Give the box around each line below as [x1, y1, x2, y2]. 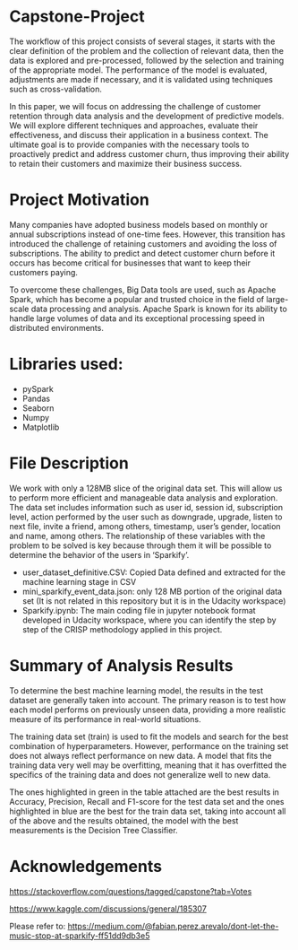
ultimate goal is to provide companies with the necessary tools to [9, 139, 250, 150]
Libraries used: [9, 354, 123, 374]
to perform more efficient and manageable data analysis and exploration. [9, 492, 278, 503]
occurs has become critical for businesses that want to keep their [9, 257, 251, 268]
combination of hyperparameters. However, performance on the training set [9, 740, 289, 751]
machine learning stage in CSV [21, 576, 137, 587]
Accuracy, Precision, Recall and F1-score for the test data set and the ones [9, 796, 285, 806]
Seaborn [21, 402, 55, 414]
